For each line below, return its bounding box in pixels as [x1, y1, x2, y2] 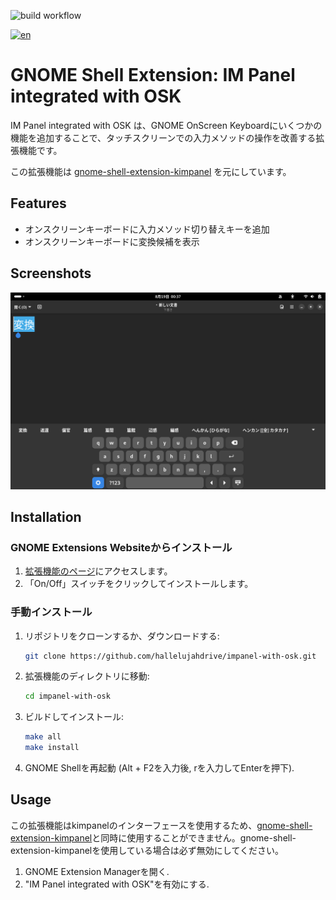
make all [24, 732, 62, 742]
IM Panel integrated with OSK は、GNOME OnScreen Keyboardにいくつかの [10, 119, 323, 131]
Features [10, 195, 67, 212]
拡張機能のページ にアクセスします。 [24, 565, 173, 577]
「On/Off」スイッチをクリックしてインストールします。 [24, 578, 254, 590]
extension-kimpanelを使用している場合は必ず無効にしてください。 [10, 844, 284, 856]
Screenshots [10, 265, 92, 282]
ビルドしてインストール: [24, 711, 125, 723]
